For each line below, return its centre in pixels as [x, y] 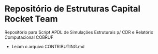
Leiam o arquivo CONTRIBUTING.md [48, 46]
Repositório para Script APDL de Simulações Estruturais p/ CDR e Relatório [79, 32]
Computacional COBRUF [29, 37]
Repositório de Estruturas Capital [72, 9]
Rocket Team [31, 19]
